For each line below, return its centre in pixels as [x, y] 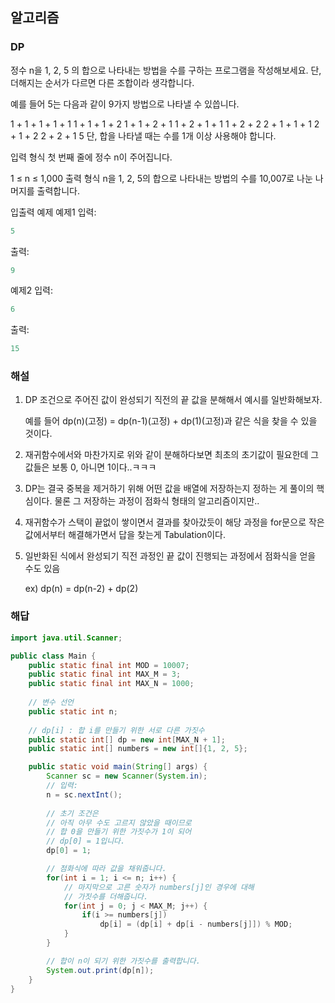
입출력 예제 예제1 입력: [53, 212]
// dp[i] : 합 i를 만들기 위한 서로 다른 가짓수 [116, 730]
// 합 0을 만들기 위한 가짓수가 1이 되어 [119, 832]
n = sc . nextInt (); [84, 794]
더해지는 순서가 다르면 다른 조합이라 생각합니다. [102, 82]
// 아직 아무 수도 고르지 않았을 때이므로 [119, 823]
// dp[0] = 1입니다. [86, 841]
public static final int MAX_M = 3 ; [105, 674]
